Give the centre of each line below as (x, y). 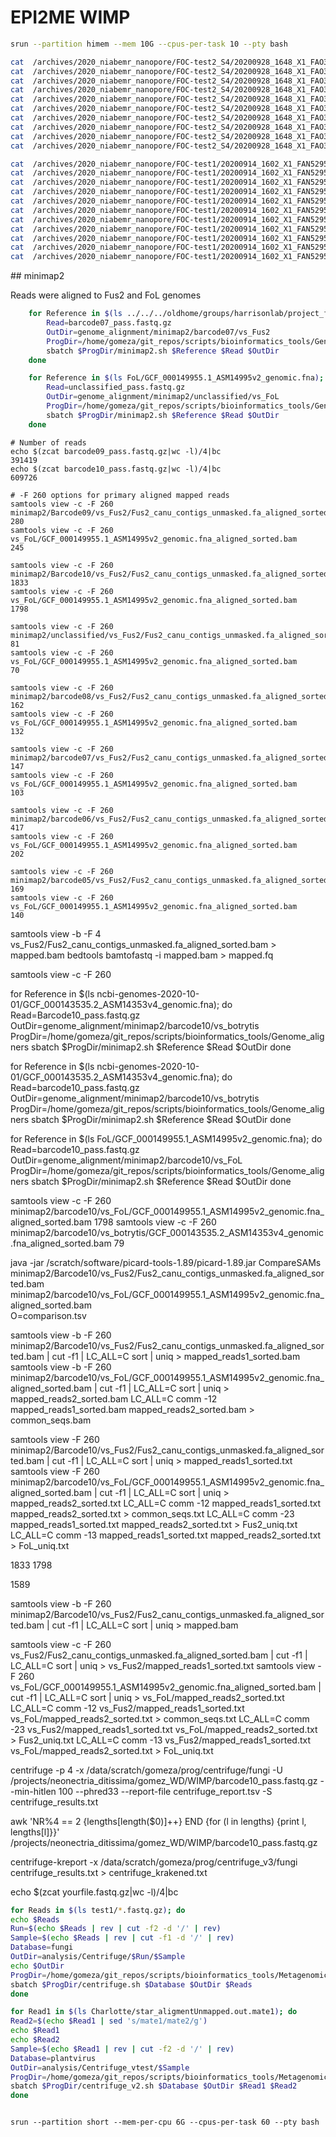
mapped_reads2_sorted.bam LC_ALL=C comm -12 (114, 1398)
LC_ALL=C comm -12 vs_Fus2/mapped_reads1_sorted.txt (127, 1708)
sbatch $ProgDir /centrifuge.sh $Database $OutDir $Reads (131, 1984)
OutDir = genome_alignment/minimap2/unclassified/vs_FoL (163, 397)
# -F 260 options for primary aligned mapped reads (120, 495)
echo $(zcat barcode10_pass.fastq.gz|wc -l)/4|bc (116, 469)
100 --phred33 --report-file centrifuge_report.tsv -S (165, 1791)
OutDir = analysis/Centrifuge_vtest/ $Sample (100, 2067)
